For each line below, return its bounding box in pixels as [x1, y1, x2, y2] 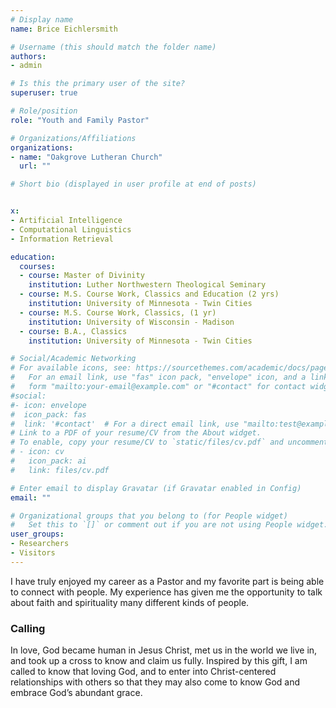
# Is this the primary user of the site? [10, 79, 186, 89]
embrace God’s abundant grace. [10, 687, 143, 699]
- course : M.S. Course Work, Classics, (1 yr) [19, 307, 217, 318]
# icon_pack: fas [10, 409, 87, 420]
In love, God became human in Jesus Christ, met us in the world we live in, [10, 644, 318, 656]
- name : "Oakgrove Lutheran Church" [10, 152, 163, 162]
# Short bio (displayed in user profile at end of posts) [10, 179, 257, 190]
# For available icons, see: [10, 363, 132, 373]
